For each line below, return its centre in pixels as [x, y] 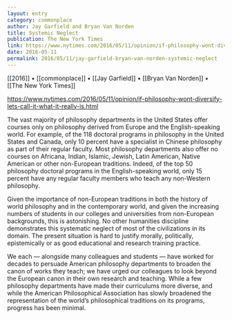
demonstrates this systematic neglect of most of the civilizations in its [106, 228]
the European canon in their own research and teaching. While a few [105, 278]
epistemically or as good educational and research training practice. [104, 243]
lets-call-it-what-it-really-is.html [53, 106]
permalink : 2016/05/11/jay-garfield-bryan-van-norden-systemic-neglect [112, 59]
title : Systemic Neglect [43, 33]
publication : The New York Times [55, 39]
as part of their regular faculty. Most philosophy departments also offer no [113, 148]
